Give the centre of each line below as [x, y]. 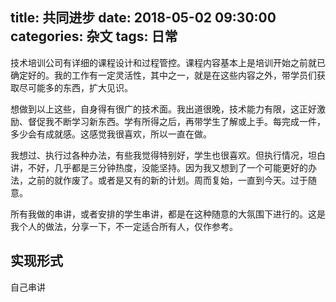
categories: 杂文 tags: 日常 [94, 36]
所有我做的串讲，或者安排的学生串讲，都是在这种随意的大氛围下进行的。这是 [168, 214]
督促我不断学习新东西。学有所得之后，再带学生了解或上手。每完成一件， [176, 121]
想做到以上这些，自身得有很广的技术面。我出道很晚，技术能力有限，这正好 [163, 109]
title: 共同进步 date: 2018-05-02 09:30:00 [143, 18]
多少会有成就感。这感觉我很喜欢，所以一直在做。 [111, 134]
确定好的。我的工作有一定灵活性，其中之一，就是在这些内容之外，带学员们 [163, 75]
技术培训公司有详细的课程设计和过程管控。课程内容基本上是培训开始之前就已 [168, 62]
